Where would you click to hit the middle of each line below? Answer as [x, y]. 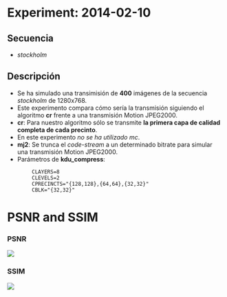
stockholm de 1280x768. [52, 100]
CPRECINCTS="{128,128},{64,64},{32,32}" [90, 184]
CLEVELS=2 [46, 178]
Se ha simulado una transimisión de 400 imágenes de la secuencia [112, 93]
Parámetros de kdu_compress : [61, 159]
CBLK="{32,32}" [54, 190]
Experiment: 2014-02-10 [79, 13]
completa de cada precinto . [57, 130]
